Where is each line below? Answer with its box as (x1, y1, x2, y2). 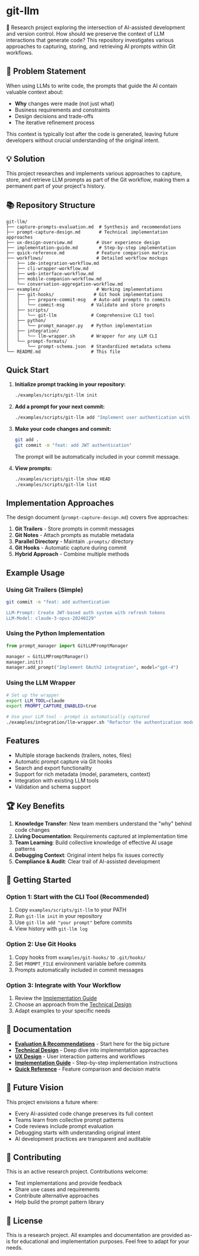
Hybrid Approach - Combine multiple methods (14, 551, 130, 558)
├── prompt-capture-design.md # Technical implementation (6, 229, 168, 235)
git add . (14, 437, 40, 443)
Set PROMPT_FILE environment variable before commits (14, 960, 147, 967)
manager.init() (6, 659, 44, 665)
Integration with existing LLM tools (14, 777, 99, 784)
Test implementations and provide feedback (14, 1179, 123, 1186)
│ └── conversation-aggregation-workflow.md (6, 281, 123, 288)
